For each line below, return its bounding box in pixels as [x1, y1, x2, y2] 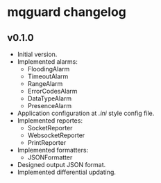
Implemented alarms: [17, 58, 78, 66]
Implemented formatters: [17, 146, 89, 154]
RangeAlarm [27, 80, 63, 87]
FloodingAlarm [27, 65, 70, 73]
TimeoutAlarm [27, 72, 69, 80]
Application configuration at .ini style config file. [17, 109, 155, 117]
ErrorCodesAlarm [27, 87, 78, 95]
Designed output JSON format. [17, 161, 106, 168]
